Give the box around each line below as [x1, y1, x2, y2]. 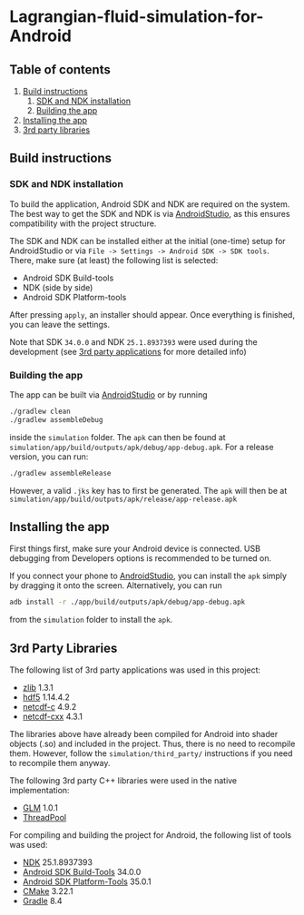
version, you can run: [9, 451, 89, 462]
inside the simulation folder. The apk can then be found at [9, 431, 226, 442]
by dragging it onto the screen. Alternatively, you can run [9, 580, 222, 591]
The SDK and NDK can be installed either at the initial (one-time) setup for [9, 235, 286, 246]
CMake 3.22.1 [22, 886, 74, 897]
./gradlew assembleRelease [9, 468, 112, 477]
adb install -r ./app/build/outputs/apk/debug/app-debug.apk [9, 597, 246, 607]
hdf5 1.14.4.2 [22, 692, 71, 703]
